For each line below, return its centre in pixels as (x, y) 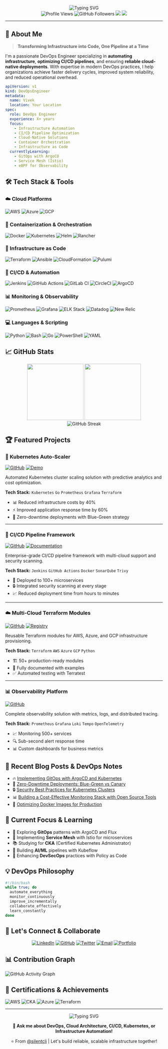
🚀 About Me (24, 34)
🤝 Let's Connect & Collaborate (53, 931)
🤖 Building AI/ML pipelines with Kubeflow (55, 850)
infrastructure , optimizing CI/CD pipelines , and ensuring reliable (73, 61)
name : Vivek (22, 100)
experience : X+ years (32, 119)
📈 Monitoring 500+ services (42, 734)
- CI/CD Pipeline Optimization (47, 133)
